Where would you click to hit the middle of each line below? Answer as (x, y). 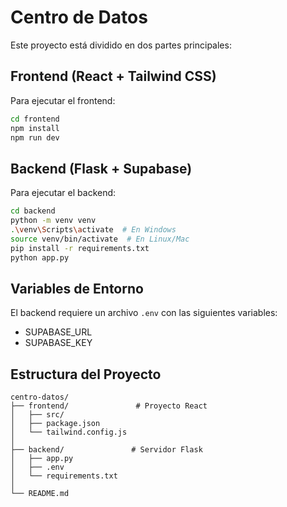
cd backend (33, 211)
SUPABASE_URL (58, 332)
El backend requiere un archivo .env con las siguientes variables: (144, 313)
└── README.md (40, 494)
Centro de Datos (79, 17)
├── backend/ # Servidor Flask (106, 450)
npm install (35, 128)
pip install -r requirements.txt (80, 248)
